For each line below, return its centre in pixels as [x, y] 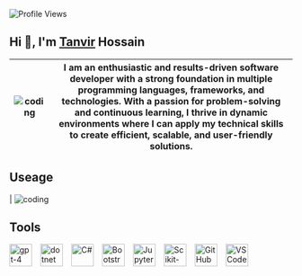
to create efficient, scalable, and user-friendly [171, 135]
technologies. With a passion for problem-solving [171, 101]
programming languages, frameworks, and [171, 90]
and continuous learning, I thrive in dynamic [171, 112]
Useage [31, 178]
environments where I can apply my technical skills [171, 123]
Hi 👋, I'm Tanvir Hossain [77, 42]
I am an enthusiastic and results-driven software [171, 67]
